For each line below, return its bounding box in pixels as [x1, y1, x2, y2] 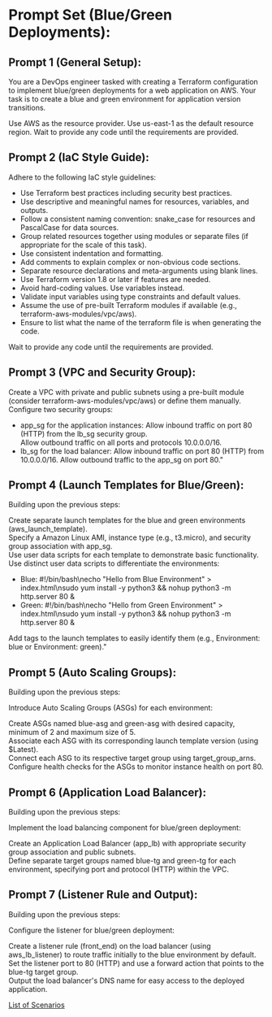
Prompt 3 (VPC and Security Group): [8, 366, 196, 380]
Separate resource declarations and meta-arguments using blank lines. [19, 266, 258, 276]
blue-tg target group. [8, 967, 79, 976]
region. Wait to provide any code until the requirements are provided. [8, 128, 240, 137]
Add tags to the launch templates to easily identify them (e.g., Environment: [8, 633, 261, 643]
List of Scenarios [8, 1000, 65, 1010]
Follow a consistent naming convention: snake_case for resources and [19, 214, 256, 224]
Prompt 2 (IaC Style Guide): [8, 150, 150, 164]
